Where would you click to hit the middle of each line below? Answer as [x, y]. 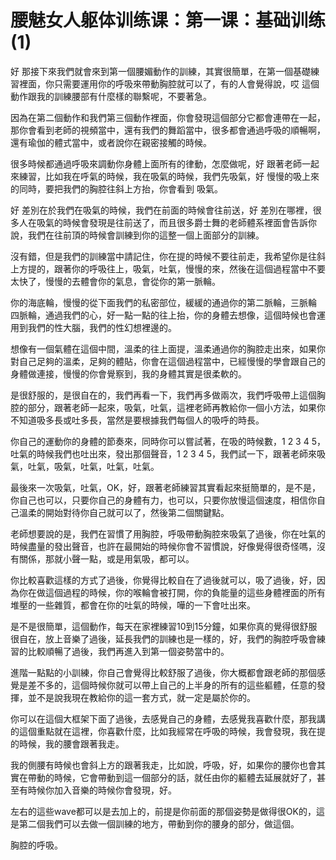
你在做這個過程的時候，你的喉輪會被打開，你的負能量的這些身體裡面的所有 [172, 592]
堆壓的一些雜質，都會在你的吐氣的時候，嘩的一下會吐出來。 [133, 605]
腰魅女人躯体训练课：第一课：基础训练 [168, 20]
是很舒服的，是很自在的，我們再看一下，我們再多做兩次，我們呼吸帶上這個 [163, 395]
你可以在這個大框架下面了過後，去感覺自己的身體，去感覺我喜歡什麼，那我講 [168, 718]
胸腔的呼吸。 [36, 845]
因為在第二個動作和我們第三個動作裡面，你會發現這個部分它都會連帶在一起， [168, 117]
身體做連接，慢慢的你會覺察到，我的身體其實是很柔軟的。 [128, 373]
